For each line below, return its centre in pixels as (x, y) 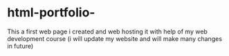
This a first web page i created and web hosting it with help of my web (107, 31)
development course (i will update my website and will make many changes (115, 38)
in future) (20, 46)
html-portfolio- (51, 13)
